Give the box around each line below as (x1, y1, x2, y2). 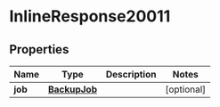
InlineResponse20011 (9, 6, 171, 27)
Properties (9, 42, 69, 57)
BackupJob (47, 83, 98, 95)
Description (105, 69, 157, 80)
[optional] (164, 83, 207, 95)
